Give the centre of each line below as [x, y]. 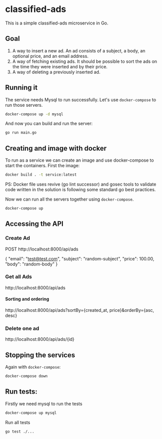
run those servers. [24, 105]
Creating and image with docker [56, 148]
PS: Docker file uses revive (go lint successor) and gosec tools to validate [81, 184]
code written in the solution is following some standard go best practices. [81, 190]
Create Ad [18, 238]
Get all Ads [19, 277]
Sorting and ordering [27, 299]
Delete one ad [22, 328]
